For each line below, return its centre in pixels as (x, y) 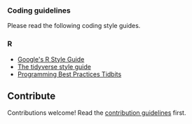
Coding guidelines (39, 11)
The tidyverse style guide (54, 67)
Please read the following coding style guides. (74, 26)
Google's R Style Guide (51, 59)
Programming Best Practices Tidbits (69, 74)
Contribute (32, 96)
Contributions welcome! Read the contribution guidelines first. (97, 113)
